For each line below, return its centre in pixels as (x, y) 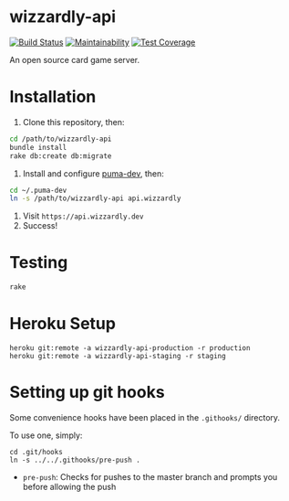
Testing (39, 263)
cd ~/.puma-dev (38, 190)
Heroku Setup (63, 324)
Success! (40, 226)
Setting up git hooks (88, 393)
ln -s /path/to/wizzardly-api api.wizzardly (95, 198)
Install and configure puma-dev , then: (93, 173)
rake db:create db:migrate (61, 156)
